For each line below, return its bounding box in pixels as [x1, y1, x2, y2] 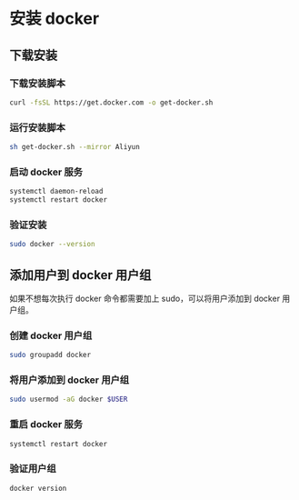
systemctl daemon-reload [9, 187, 104, 196]
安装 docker [9, 8, 100, 29]
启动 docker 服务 [9, 165, 84, 178]
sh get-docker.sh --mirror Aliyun [9, 143, 141, 152]
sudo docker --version [9, 240, 95, 249]
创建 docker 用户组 [9, 329, 93, 342]
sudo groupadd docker [9, 351, 92, 360]
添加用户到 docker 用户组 [9, 267, 152, 283]
